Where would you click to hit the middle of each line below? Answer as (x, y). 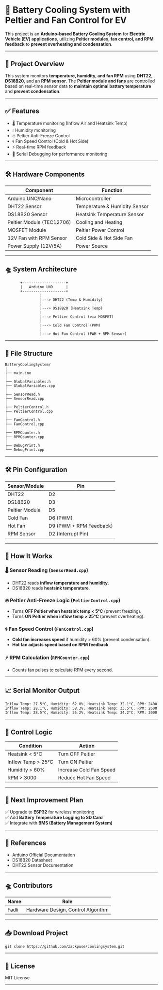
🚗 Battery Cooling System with (68, 10)
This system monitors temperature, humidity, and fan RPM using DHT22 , (79, 75)
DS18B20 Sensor (27, 215)
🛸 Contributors (29, 886)
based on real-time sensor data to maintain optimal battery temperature (78, 86)
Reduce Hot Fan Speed (84, 778)
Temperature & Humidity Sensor (112, 206)
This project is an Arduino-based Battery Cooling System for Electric (75, 34)
